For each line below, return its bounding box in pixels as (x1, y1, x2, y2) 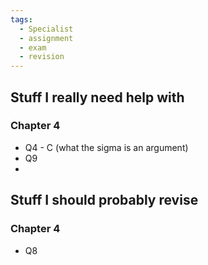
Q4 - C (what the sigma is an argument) (24, 141, 189, 153)
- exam (19, 42, 47, 53)
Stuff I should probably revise (10, 192, 199, 209)
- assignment (19, 33, 74, 43)
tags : (10, 14, 33, 25)
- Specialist (19, 24, 74, 34)
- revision (19, 52, 65, 62)
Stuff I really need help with (10, 89, 185, 106)
